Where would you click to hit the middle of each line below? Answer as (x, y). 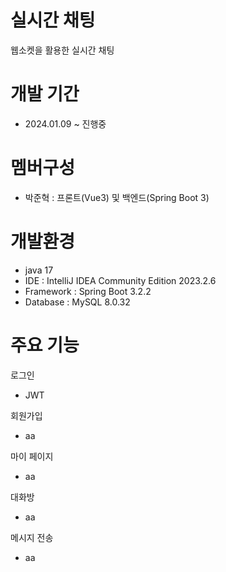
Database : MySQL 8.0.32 (77, 302)
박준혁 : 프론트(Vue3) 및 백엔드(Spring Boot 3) (117, 197)
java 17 (39, 270)
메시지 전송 (32, 537)
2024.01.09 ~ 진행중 (65, 123)
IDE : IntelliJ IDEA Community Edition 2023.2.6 (120, 280)
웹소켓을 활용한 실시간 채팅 (62, 50)
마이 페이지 (32, 456)
